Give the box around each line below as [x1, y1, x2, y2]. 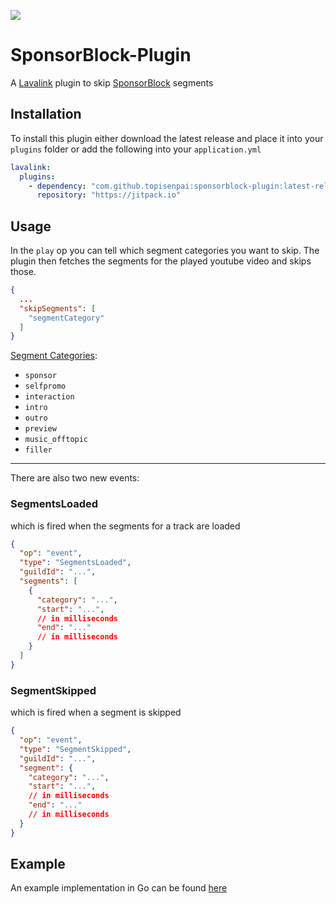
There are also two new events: [10, 472, 140, 484]
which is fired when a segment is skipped [10, 706, 182, 719]
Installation [10, 106, 82, 123]
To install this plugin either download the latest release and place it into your [10, 132, 324, 144]
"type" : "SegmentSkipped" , [19, 744, 132, 754]
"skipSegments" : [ [19, 303, 97, 314]
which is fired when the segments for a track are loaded [10, 520, 241, 532]
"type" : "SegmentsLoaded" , [19, 558, 132, 568]
